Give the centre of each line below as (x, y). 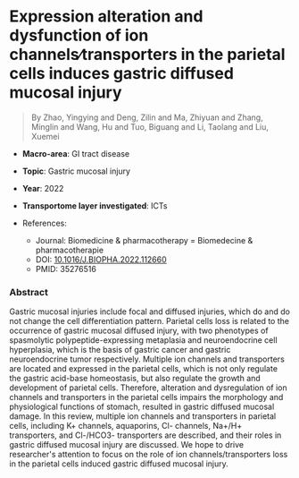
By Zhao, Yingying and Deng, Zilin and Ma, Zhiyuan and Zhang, (147, 117)
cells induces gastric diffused (122, 74)
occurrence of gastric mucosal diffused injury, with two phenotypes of (139, 331)
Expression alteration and (106, 17)
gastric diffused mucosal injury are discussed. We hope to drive (126, 445)
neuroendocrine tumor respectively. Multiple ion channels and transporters (147, 359)
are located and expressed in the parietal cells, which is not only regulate (144, 369)
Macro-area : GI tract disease (76, 153)
